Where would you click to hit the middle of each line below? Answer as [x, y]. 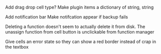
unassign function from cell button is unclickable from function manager [80, 32]
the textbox [17, 47]
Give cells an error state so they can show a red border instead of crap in [81, 41]
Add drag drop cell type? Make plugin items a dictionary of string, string [79, 7]
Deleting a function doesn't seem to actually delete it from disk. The [75, 26]
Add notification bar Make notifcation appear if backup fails [67, 17]
